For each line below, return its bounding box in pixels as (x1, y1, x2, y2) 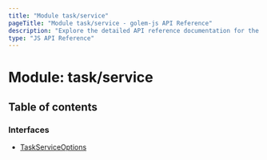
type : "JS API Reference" (8, 34, 94, 42)
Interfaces (8, 124, 50, 135)
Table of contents (8, 100, 98, 114)
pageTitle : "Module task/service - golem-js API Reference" (8, 19, 213, 27)
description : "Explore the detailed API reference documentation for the (8, 26, 260, 34)
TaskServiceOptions (19, 142, 87, 152)
